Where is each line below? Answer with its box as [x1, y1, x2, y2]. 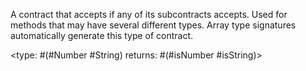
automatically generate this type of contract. [10, 30, 194, 41]
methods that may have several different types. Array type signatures [10, 19, 297, 31]
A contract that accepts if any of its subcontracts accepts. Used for [10, 9, 288, 20]
